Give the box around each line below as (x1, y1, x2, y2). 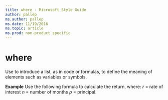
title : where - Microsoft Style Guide (5, 7, 86, 12)
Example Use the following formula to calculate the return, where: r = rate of (5, 83, 163, 89)
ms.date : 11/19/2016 (5, 21, 49, 26)
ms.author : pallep (5, 16, 44, 21)
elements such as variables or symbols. (5, 73, 87, 80)
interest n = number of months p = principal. (5, 88, 97, 95)
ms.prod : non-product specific (5, 30, 71, 35)
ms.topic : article (5, 26, 44, 31)
